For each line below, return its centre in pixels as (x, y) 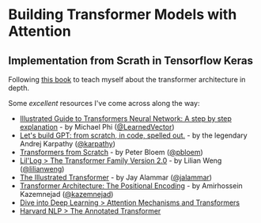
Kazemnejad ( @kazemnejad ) (66, 194)
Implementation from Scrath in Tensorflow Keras (131, 60)
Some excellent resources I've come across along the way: (104, 103)
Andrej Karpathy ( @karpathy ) (68, 144)
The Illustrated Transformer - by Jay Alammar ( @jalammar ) (115, 177)
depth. (19, 88)
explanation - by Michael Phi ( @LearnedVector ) (97, 127)
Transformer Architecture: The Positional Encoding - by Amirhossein (131, 186)
